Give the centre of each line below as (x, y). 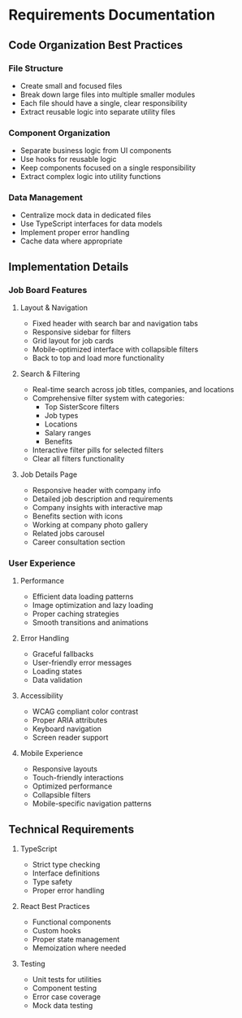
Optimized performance (72, 786)
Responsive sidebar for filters (82, 332)
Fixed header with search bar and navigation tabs (115, 324)
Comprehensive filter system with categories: (108, 398)
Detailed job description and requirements (102, 499)
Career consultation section (79, 542)
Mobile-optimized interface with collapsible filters (115, 350)
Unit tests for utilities (67, 980)
